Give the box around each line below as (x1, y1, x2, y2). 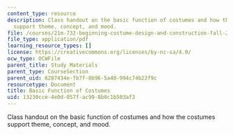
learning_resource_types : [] (7, 42, 92, 49)
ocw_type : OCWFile (7, 55, 61, 62)
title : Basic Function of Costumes (7, 87, 111, 94)
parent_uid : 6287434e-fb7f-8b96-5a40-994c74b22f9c (7, 74, 157, 82)
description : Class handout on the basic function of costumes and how (7, 17, 219, 24)
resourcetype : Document (7, 81, 77, 88)
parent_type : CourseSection (7, 68, 89, 75)
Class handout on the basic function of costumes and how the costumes (7, 113, 216, 121)
